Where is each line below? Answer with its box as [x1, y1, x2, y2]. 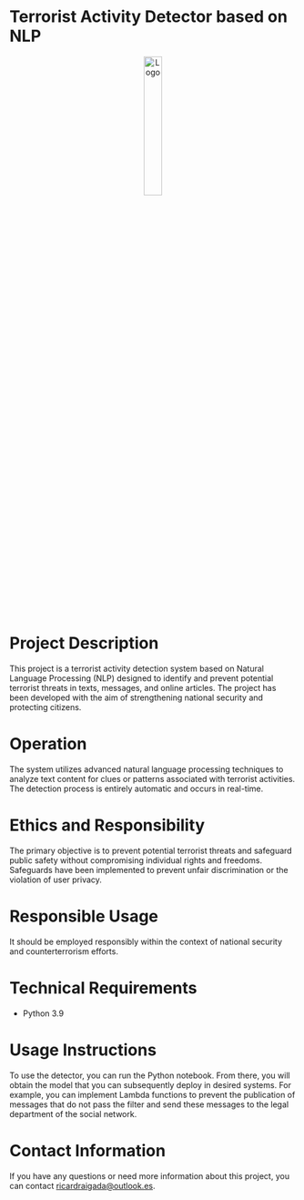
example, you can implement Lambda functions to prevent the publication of [9, 1089, 296, 1100]
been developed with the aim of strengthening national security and [9, 692, 264, 703]
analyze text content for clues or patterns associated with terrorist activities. [9, 773, 296, 784]
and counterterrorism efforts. [9, 945, 118, 957]
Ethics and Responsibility [9, 815, 206, 835]
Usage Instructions [9, 1040, 157, 1060]
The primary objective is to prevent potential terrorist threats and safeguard [9, 845, 293, 856]
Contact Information [9, 1140, 167, 1161]
